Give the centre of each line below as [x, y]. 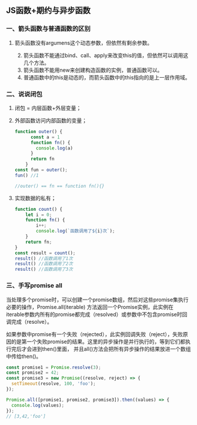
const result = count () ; [45, 253]
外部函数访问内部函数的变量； [51, 120]
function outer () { [39, 131]
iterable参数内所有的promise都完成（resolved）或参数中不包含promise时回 [97, 314]
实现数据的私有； [35, 198]
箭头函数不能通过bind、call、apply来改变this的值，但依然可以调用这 [106, 55]
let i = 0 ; [39, 215]
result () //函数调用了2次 [44, 264]
